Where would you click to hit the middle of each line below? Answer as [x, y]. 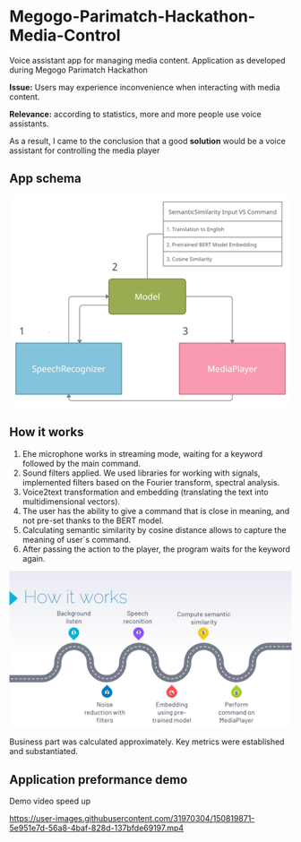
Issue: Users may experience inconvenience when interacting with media [145, 87]
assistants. [29, 124]
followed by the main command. [82, 463]
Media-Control [65, 35]
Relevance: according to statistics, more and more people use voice [135, 114]
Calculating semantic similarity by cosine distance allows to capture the [154, 529]
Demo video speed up [50, 801]
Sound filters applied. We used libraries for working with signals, [141, 473]
